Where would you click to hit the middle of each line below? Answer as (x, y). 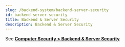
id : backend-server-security (36, 15)
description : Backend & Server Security (49, 24)
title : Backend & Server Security (42, 19)
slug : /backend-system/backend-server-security (57, 10)
